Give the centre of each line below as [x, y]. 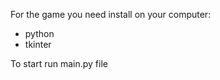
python [39, 33]
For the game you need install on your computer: [111, 14]
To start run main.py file [59, 63]
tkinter [38, 44]
